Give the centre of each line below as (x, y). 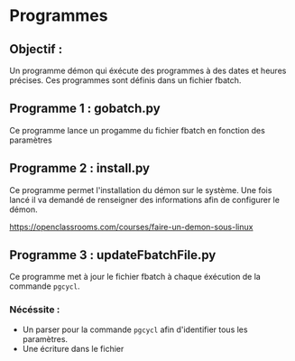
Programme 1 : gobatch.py (85, 109)
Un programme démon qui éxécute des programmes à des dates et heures (148, 70)
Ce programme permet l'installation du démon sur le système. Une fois (141, 190)
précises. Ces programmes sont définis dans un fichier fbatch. (125, 80)
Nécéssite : (35, 310)
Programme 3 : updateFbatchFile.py (113, 255)
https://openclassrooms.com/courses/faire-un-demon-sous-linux (131, 227)
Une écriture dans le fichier (73, 348)
